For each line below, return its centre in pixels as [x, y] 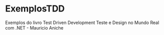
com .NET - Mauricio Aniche [34, 27]
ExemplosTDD [35, 9]
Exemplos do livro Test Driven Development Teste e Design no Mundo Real [82, 22]
